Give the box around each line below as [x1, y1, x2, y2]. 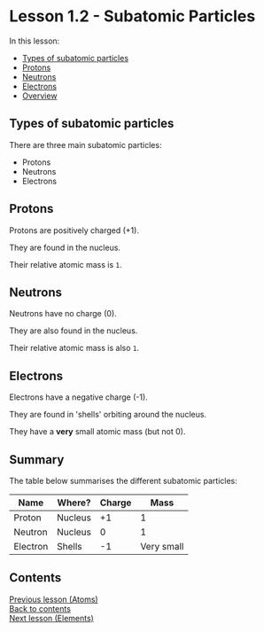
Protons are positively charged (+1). [9, 224, 140, 236]
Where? [57, 496, 91, 509]
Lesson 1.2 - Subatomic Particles [9, 6, 256, 27]
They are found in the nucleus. [9, 242, 121, 253]
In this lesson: [9, 35, 60, 46]
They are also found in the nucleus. [9, 325, 138, 336]
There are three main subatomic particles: [9, 139, 162, 150]
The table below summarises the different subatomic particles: [9, 476, 237, 486]
